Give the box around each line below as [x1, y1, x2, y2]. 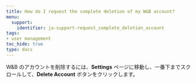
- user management [6, 36, 51, 41]
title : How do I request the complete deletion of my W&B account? [6, 8, 175, 15]
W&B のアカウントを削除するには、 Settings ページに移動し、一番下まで [6, 63, 181, 70]
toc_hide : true [6, 41, 44, 47]
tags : [6, 30, 19, 36]
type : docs [6, 47, 33, 53]
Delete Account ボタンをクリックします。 [36, 71, 138, 78]
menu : [6, 14, 19, 20]
